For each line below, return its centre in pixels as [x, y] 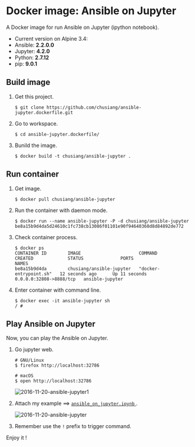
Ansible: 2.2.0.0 [34, 45]
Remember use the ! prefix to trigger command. [73, 426]
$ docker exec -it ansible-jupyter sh [62, 301]
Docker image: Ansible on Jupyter [91, 11]
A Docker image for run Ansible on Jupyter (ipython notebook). [82, 27]
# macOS [24, 376]
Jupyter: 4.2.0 [32, 51]
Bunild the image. [36, 145]
